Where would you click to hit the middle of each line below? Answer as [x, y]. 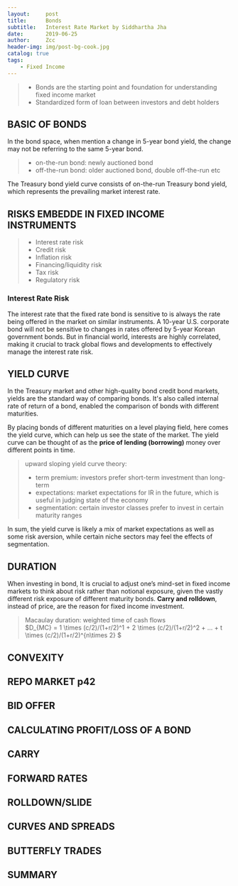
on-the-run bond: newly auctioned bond [94, 163]
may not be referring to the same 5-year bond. [75, 149]
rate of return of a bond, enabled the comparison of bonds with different [113, 406]
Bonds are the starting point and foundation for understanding [126, 87]
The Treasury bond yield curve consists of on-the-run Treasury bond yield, [117, 184]
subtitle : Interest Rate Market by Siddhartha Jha [87, 27]
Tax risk [47, 272]
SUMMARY [33, 875]
